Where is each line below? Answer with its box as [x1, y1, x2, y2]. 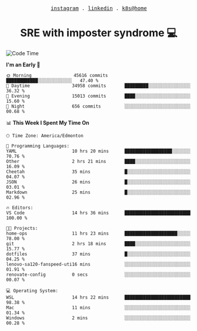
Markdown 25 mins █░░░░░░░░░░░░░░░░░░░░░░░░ [6, 189, 191, 195]
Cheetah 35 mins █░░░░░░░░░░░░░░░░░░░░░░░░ [6, 169, 191, 175]
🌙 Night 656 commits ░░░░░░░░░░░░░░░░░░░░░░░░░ [6, 103, 191, 109]
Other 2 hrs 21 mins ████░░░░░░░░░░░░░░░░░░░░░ [6, 158, 191, 164]
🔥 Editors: [6, 205, 34, 210]
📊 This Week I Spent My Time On [6, 119, 89, 126]
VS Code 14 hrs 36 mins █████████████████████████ [6, 210, 191, 216]
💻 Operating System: [6, 287, 59, 293]
